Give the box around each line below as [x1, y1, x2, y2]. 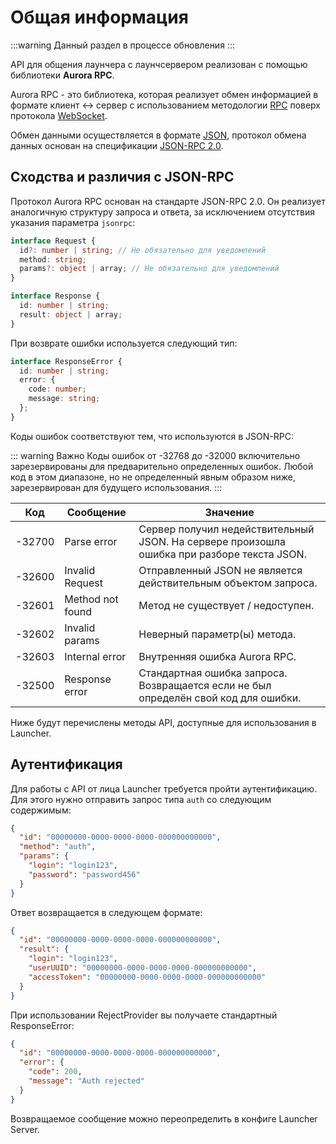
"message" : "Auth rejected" [28, 1076, 145, 1086]
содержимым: [10, 804, 72, 816]
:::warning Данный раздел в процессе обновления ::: [10, 39, 235, 51]
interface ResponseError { [10, 356, 123, 366]
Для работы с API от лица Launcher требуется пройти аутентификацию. [10, 782, 318, 795]
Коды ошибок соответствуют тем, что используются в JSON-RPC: [10, 430, 294, 442]
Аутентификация [10, 756, 123, 773]
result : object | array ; [19, 309, 123, 320]
